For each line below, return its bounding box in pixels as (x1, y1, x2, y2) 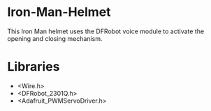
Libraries (7, 59, 60, 75)
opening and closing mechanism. (7, 34, 103, 42)
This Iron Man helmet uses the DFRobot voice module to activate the (7, 27, 205, 35)
